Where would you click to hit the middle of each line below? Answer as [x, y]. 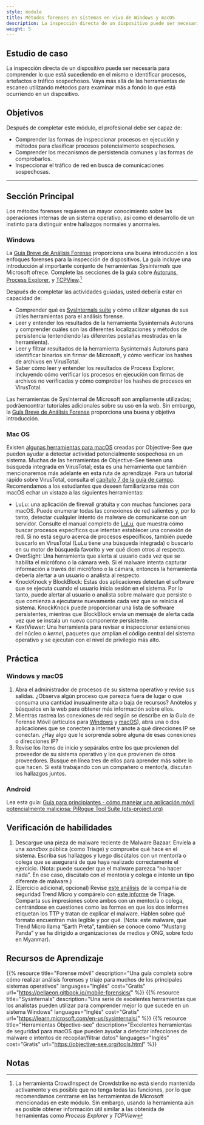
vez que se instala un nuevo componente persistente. [82, 620]
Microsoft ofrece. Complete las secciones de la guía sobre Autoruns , [92, 272]
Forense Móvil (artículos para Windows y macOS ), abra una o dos [97, 722]
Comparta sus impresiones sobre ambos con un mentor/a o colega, [99, 900]
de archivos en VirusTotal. [47, 361]
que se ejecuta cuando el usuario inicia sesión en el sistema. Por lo [99, 588]
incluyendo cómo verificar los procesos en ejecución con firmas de [99, 374]
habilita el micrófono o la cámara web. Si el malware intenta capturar [101, 562]
